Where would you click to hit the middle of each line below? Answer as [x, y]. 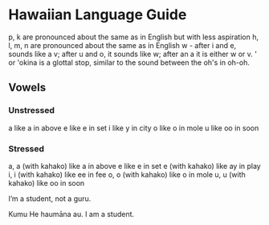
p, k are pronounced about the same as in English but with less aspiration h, [134, 37]
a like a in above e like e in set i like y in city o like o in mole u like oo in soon [134, 128]
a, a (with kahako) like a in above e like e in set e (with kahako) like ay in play [134, 166]
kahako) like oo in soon [47, 183]
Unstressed [31, 110]
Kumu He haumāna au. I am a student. [71, 214]
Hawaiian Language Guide [98, 15]
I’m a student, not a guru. [50, 199]
